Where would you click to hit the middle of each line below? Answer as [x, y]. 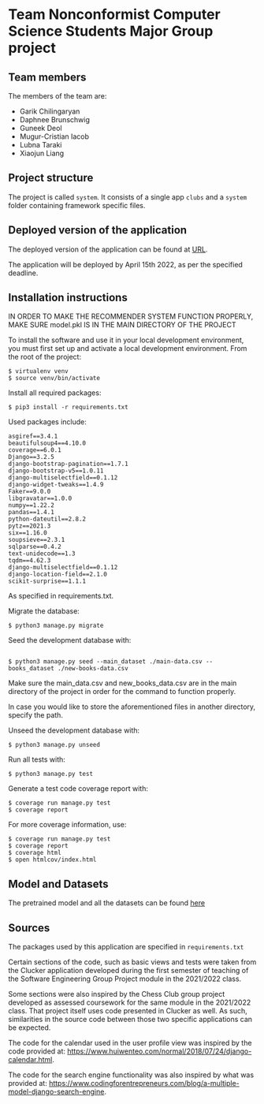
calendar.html [30, 1060]
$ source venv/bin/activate [54, 379]
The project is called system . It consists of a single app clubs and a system [128, 197]
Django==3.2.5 [32, 457]
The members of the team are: [58, 96]
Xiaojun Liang [42, 153]
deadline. [23, 273]
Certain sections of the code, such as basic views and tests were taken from [132, 962]
